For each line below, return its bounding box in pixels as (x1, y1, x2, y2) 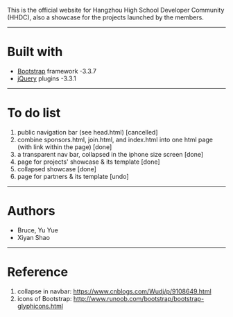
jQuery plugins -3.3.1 (17, 74, 76, 83)
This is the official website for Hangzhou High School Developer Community (7, 6, 225, 14)
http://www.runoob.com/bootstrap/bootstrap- (73, 294, 205, 302)
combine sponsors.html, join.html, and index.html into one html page (17, 135, 214, 144)
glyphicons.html (17, 302, 64, 310)
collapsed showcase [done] (17, 164, 97, 173)
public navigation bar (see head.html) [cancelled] (17, 128, 158, 136)
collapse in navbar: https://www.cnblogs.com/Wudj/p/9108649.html (17, 287, 212, 295)
